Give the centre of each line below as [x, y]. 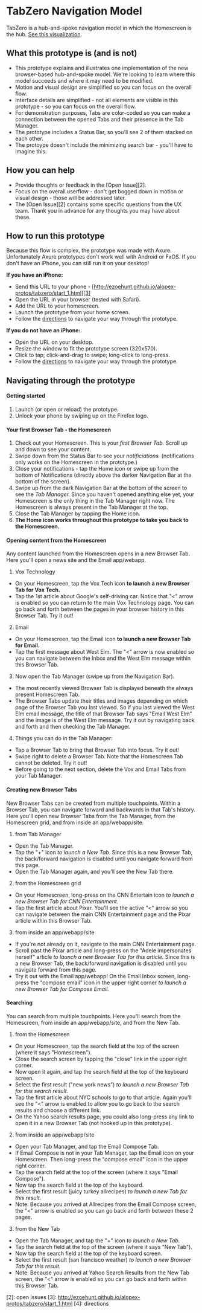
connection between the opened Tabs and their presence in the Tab [99, 119]
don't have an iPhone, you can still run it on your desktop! [78, 263]
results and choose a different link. [58, 1110]
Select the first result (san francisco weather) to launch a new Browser [103, 1260]
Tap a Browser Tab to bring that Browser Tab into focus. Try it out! [97, 750]
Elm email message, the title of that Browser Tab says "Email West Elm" [104, 714]
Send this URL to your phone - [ [54, 287]
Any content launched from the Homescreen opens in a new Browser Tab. [98, 553]
